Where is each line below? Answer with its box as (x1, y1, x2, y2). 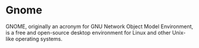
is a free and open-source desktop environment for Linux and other (5, 29, 171, 36)
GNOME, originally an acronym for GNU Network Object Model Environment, (5, 23, 194, 30)
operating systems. (15, 35, 63, 42)
